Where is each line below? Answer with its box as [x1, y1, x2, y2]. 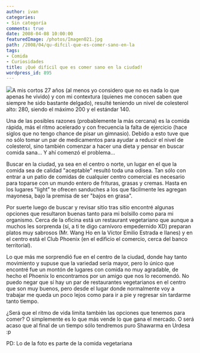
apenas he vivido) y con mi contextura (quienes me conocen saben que [6, 93, 183, 100]
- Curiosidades [6, 58, 44, 64]
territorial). [6, 242, 32, 249]
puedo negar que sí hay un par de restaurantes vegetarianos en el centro [6, 278, 186, 286]
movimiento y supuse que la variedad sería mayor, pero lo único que [6, 260, 174, 267]
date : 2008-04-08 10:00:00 [6, 31, 73, 37]
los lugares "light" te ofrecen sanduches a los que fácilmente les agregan [6, 186, 187, 193]
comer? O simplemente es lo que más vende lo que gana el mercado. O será [6, 315, 194, 323]
